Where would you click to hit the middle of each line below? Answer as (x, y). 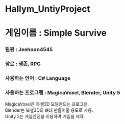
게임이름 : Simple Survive (56, 33)
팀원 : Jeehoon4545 (29, 50)
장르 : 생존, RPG (23, 64)
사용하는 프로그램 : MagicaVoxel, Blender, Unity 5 (63, 93)
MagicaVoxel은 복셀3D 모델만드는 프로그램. (47, 104)
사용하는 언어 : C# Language (38, 78)
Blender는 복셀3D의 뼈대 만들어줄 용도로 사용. (49, 110)
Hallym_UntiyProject (48, 9)
